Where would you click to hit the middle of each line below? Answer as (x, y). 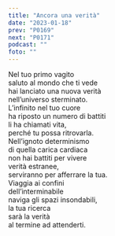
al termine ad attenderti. (47, 225)
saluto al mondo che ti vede (53, 83)
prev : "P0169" (32, 30)
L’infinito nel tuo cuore (45, 108)
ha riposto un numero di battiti (57, 116)
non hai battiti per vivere (48, 158)
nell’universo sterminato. (48, 100)
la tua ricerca (30, 208)
